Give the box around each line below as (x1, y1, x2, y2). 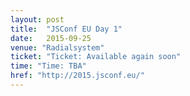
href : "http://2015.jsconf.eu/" (10, 71, 145, 81)
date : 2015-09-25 (10, 33, 92, 43)
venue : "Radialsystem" (10, 42, 105, 53)
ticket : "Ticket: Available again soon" (10, 52, 182, 62)
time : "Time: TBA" (10, 61, 87, 71)
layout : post (10, 14, 65, 25)
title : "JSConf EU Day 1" (10, 24, 123, 34)
